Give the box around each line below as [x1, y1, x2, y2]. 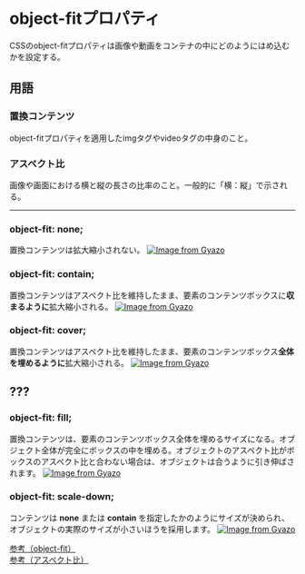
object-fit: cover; [9, 324, 86, 337]
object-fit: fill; [9, 411, 73, 424]
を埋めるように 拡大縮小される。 [9, 357, 129, 368]
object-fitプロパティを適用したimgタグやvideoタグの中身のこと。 [9, 133, 253, 143]
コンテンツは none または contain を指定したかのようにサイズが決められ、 [9, 512, 290, 523]
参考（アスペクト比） [9, 554, 89, 565]
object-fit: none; [9, 223, 84, 235]
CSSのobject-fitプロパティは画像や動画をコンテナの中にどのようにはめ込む [9, 40, 290, 51]
